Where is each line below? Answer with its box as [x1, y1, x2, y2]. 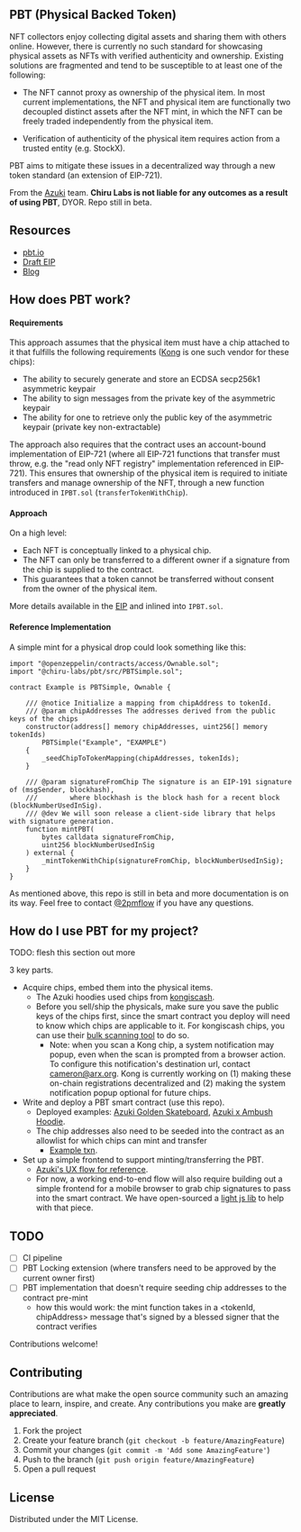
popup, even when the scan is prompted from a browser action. [49, 1049, 287, 1060]
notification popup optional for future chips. [49, 1088, 212, 1099]
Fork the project [22, 1426, 83, 1436]
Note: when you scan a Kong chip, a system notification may [49, 1040, 275, 1051]
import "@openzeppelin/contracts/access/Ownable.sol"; [9, 659, 220, 668]
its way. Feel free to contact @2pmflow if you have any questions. [9, 897, 254, 908]
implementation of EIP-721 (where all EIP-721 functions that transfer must [9, 449, 281, 460]
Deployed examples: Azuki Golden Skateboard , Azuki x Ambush [35, 1107, 273, 1117]
